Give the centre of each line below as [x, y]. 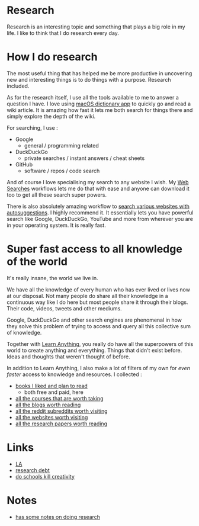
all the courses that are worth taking [59, 398]
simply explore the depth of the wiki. [51, 116]
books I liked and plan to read [51, 386]
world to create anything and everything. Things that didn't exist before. [94, 350]
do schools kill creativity [45, 476]
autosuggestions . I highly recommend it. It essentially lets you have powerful [100, 212]
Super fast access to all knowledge [94, 249]
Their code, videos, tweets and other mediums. [64, 308]
